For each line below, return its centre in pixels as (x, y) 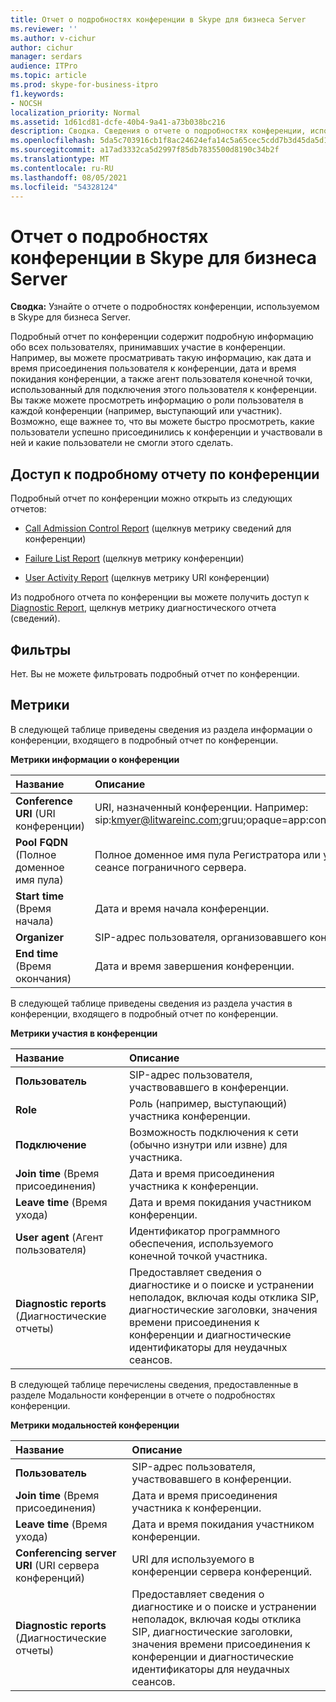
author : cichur (42, 47)
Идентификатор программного (204, 1231)
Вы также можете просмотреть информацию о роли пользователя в (157, 400)
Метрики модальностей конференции (95, 1425)
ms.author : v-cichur (53, 38)
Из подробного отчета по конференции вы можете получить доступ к (160, 597)
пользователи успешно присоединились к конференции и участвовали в (166, 432)
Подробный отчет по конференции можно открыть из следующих (151, 498)
